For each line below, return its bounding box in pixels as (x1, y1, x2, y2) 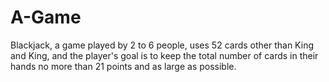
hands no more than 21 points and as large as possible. (10, 60, 237, 72)
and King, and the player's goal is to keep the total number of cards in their (10, 49, 319, 61)
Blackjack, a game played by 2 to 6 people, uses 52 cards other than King (10, 39, 314, 51)
